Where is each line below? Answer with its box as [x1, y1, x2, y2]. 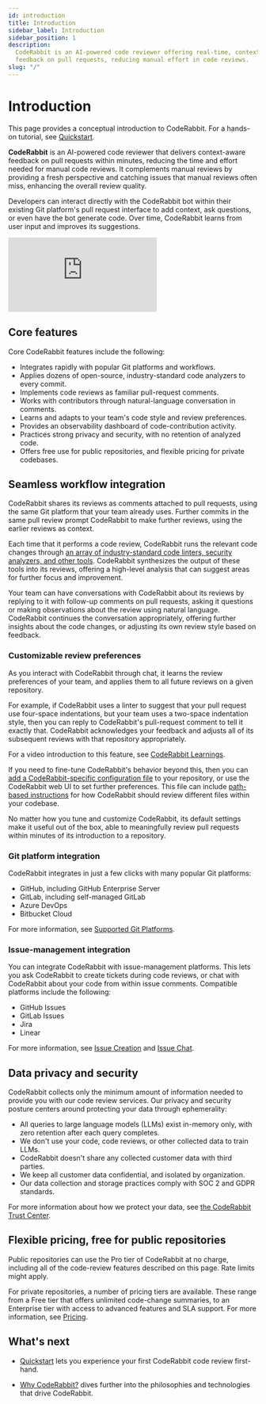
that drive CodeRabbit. [19, 1388, 93, 1398]
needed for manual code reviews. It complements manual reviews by [8, 164, 233, 174]
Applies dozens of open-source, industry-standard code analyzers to [19, 370, 245, 380]
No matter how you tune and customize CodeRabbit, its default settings [8, 814, 241, 823]
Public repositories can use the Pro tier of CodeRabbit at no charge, [8, 1254, 229, 1264]
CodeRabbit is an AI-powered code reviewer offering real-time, [15, 48, 232, 56]
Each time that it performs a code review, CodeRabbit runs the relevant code [8, 540, 258, 549]
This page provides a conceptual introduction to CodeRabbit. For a [8, 124, 226, 133]
